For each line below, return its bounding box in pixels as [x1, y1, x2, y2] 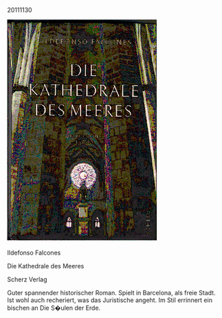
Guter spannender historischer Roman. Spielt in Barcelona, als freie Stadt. [7, 289, 216, 297]
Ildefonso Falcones [7, 248, 61, 257]
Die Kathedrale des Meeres [7, 262, 85, 270]
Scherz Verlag [7, 275, 47, 284]
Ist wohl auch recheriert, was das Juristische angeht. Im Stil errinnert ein [7, 296, 213, 304]
